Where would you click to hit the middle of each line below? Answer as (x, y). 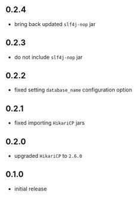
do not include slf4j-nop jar (48, 57)
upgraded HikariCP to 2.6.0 (48, 156)
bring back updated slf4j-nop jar (55, 24)
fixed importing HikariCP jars (49, 123)
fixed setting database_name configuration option (73, 90)
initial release (30, 189)
